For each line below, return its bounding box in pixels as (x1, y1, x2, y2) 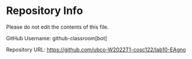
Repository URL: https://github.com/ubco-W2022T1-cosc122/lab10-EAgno (6, 46, 187, 53)
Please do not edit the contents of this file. (6, 23, 109, 30)
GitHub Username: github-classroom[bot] (6, 34, 107, 41)
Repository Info (6, 4, 84, 18)
